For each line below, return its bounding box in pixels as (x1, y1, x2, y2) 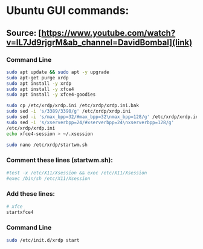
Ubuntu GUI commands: (6, 4, 129, 18)
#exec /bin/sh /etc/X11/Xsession (6, 175, 91, 182)
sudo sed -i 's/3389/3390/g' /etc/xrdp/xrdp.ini (6, 108, 131, 115)
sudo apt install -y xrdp (6, 80, 71, 87)
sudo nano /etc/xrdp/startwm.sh (6, 142, 88, 148)
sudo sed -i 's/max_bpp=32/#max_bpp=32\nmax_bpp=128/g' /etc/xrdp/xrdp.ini (6, 114, 201, 120)
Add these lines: (6, 190, 56, 198)
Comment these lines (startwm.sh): (6, 156, 113, 164)
